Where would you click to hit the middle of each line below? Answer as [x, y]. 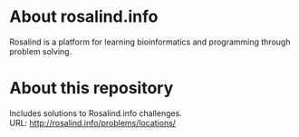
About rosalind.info [84, 17]
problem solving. [41, 51]
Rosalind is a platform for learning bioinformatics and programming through [150, 42]
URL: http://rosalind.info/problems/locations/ [93, 122]
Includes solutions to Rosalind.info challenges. [96, 113]
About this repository [92, 88]
